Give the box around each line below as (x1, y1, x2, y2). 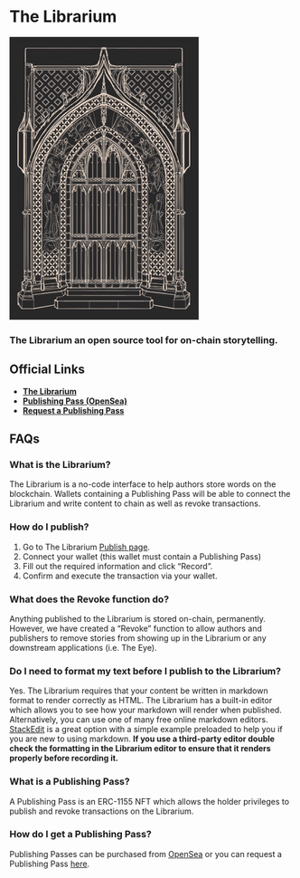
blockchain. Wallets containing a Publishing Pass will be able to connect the (9, 489, 291, 500)
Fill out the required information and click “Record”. (22, 560, 213, 571)
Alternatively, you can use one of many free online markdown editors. (9, 714, 268, 725)
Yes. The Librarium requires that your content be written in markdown (9, 685, 268, 696)
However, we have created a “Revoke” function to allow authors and (9, 623, 262, 634)
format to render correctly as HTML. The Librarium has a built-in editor (9, 695, 273, 706)
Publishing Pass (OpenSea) (22, 396, 128, 406)
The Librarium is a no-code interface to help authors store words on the (9, 479, 277, 490)
